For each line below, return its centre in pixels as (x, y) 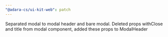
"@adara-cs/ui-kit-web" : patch (38, 10)
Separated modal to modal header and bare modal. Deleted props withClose (84, 24)
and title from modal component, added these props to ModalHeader (77, 29)
